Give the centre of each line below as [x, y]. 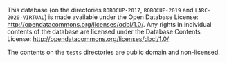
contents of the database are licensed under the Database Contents [104, 32]
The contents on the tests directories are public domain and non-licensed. [113, 52]
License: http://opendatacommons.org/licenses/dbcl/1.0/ [88, 39]
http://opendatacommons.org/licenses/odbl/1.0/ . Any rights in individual [109, 24]
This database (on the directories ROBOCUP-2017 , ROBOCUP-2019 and [100, 10]
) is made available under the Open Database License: [121, 17]
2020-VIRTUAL [26, 18]
